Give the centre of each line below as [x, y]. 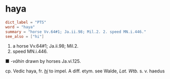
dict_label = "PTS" [26, 22]
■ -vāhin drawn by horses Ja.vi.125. [43, 61]
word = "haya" [20, 27]
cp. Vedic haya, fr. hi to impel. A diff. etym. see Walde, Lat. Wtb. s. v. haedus [85, 71]
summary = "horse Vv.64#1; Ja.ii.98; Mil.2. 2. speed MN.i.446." [76, 32]
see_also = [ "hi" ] [25, 36]
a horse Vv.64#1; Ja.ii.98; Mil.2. [45, 46]
